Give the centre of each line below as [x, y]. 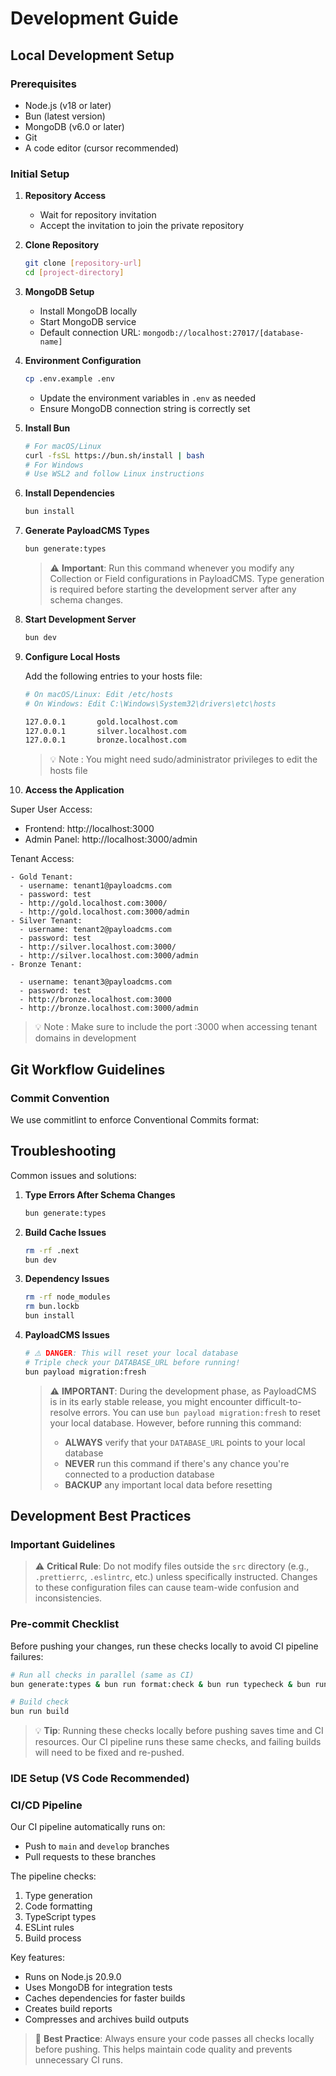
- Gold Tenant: [42, 877]
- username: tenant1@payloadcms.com [95, 886]
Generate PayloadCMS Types [87, 531]
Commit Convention [60, 1098]
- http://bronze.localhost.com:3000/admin [109, 1008]
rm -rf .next [52, 1250]
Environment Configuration [83, 360]
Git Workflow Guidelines [88, 1069]
